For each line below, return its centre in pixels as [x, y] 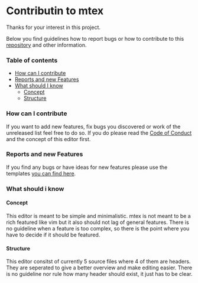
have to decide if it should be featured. [53, 235]
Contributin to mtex [55, 11]
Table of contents [32, 60]
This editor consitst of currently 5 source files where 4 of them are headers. [98, 262]
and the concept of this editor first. [48, 139]
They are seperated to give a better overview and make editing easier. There [99, 268]
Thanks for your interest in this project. [53, 27]
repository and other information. [46, 45]
